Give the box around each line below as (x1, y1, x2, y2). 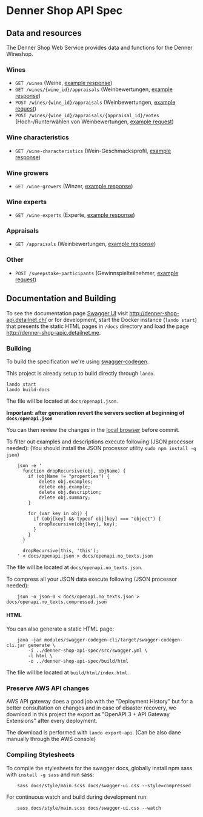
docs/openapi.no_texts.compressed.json (6, 599, 107, 605)
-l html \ (28, 653, 53, 659)
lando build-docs (6, 386, 50, 392)
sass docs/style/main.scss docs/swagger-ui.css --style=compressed (17, 782, 191, 788)
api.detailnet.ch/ (6, 316, 47, 323)
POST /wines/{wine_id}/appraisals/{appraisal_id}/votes (15, 113, 159, 119)
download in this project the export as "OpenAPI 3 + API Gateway (6, 711, 170, 718)
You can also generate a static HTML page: (6, 625, 114, 632)
